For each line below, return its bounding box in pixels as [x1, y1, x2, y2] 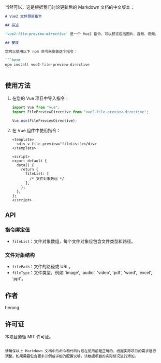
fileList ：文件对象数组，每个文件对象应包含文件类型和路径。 [12, 239, 136, 244]
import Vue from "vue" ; [12, 105, 60, 110]
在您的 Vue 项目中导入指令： [12, 95, 69, 101]
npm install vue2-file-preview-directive [5, 62, 90, 67]
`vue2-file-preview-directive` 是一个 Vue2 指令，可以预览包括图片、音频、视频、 [5, 31, 159, 36]
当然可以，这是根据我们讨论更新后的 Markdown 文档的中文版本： [5, 4, 134, 10]
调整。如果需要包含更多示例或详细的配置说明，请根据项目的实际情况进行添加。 [5, 354, 138, 359]
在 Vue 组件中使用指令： [12, 128, 61, 134]
